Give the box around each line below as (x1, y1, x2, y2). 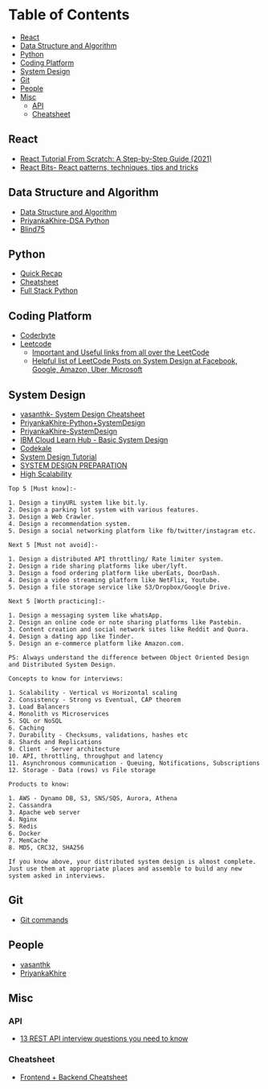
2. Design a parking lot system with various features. (8, 506, 199, 514)
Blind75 (19, 224, 46, 234)
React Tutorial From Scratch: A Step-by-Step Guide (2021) (19, 154, 213, 163)
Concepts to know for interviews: (8, 675, 124, 683)
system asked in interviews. (8, 872, 106, 880)
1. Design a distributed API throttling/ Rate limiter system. (8, 555, 225, 563)
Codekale (19, 444, 52, 453)
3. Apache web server (8, 808, 81, 816)
